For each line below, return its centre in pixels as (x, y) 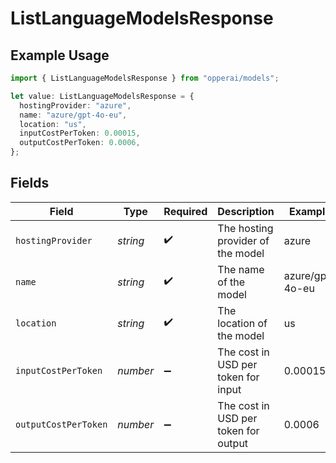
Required (185, 211)
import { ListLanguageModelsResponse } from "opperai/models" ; (145, 78)
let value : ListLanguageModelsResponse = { (102, 96)
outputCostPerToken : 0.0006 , (80, 143)
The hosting (245, 228)
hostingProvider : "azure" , (75, 105)
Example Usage (60, 55)
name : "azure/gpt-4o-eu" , (73, 115)
